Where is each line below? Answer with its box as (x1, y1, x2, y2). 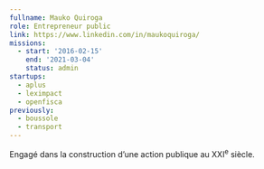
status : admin (25, 64, 79, 73)
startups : (9, 72, 47, 81)
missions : (9, 38, 47, 48)
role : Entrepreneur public (9, 22, 111, 31)
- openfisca (17, 97, 63, 107)
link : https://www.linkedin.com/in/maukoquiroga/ (9, 30, 201, 39)
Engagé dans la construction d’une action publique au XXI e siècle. (9, 147, 255, 159)
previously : (9, 106, 54, 115)
